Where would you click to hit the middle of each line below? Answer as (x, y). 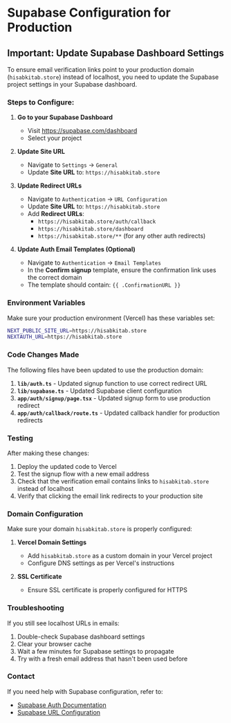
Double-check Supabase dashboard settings (81, 636)
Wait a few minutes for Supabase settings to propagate (95, 651)
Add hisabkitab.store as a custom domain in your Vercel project (120, 556)
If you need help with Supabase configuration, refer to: (85, 691)
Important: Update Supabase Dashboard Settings (116, 53)
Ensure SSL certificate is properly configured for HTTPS (108, 590)
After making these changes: (48, 453)
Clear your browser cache (54, 644)
